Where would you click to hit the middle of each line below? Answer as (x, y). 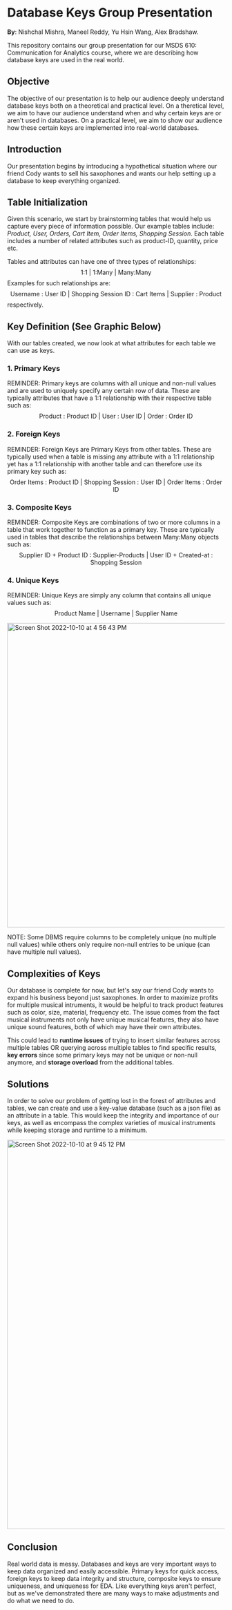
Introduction (35, 150)
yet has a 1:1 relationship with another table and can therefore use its (105, 463)
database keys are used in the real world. (66, 59)
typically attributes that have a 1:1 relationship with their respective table (109, 398)
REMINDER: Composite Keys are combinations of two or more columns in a (114, 522)
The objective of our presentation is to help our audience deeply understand (116, 98)
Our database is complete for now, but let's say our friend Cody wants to (110, 990)
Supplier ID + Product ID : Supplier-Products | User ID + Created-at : (116, 555)
